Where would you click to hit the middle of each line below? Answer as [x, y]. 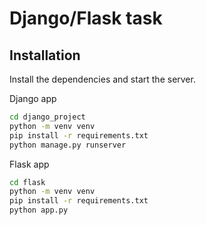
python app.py [39, 210]
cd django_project [47, 117]
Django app [33, 98]
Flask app [29, 164]
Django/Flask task [86, 18]
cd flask [27, 182]
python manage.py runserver [68, 145]
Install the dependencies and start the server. [102, 79]
